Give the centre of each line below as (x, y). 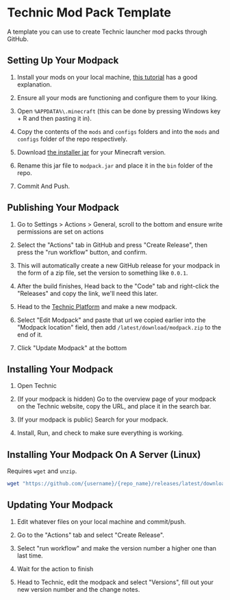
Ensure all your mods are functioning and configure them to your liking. (117, 97)
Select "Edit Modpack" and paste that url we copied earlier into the (111, 320)
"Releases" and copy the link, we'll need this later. (88, 293)
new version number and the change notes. (78, 589)
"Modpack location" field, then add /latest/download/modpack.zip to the (119, 327)
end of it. (30, 334)
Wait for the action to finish (55, 568)
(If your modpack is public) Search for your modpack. (93, 419)
